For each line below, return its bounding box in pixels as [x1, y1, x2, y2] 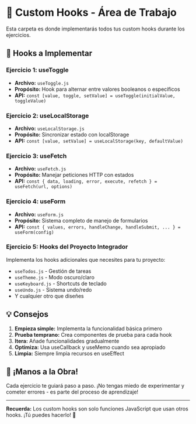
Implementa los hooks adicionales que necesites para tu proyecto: [6, 256, 166, 263]
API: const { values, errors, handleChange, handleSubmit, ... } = [14, 223, 181, 230]
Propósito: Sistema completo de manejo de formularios [14, 217, 148, 224]
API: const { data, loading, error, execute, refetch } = [14, 177, 157, 184]
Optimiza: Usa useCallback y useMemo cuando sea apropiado [14, 343, 166, 351]
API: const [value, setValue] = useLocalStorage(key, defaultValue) [14, 137, 184, 144]
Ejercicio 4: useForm [6, 197, 66, 206]
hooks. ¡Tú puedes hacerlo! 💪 [6, 412, 76, 419]
